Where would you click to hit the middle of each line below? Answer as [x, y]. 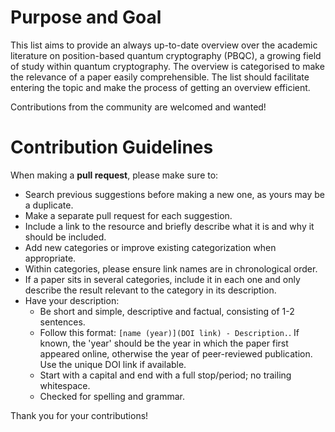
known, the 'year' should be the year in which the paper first [164, 343]
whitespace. [65, 385]
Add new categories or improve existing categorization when [150, 247]
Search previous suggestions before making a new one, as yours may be [175, 194]
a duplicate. [49, 205]
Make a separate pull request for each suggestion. [128, 215]
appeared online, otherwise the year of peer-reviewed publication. [176, 353]
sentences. [62, 322]
